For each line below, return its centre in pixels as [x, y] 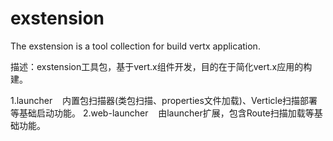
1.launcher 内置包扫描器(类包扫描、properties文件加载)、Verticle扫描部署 [164, 100]
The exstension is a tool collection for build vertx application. [135, 46]
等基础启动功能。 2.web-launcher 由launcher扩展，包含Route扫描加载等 [162, 113]
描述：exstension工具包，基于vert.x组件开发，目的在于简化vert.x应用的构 [161, 66]
